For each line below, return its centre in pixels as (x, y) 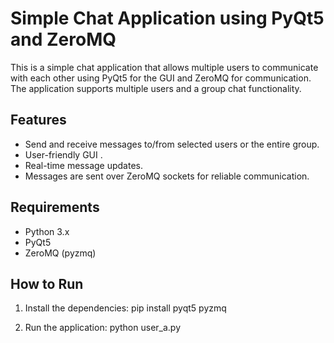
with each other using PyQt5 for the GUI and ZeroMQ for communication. (161, 78)
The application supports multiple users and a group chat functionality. (156, 88)
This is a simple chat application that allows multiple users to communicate (164, 67)
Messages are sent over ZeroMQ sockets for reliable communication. (167, 176)
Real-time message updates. (83, 165)
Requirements (55, 207)
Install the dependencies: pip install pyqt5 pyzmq (125, 308)
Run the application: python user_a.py (103, 328)
